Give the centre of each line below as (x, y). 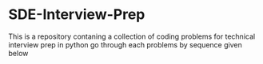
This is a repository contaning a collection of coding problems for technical (132, 36)
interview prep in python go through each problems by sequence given (125, 44)
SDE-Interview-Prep (77, 15)
